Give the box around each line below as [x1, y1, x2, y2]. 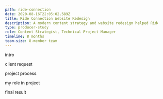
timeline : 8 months [5, 34, 45, 39]
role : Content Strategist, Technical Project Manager [5, 29, 116, 34]
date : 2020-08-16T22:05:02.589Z [5, 12, 70, 16]
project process [5, 71, 37, 76]
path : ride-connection [5, 7, 51, 12]
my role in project [5, 80, 40, 85]
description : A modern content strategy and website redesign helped [5, 20, 149, 26]
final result [5, 89, 27, 95]
